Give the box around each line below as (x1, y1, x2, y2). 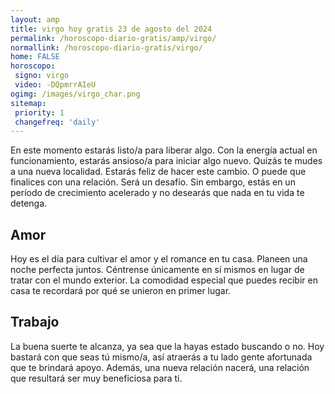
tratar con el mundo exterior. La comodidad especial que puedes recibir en (10, 274, 318, 286)
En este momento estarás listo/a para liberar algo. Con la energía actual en (10, 144, 318, 156)
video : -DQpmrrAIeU (14, 80, 97, 90)
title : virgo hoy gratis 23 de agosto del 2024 (10, 24, 213, 34)
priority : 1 (14, 107, 65, 118)
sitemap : (10, 98, 47, 108)
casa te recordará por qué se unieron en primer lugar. (10, 285, 232, 297)
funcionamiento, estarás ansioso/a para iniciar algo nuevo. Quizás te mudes (10, 155, 323, 167)
